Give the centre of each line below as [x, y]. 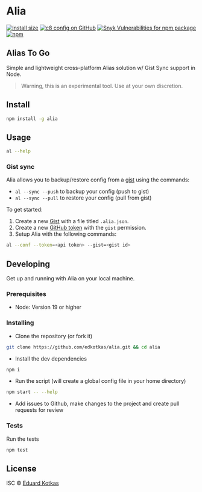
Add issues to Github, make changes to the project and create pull [97, 404]
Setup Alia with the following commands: [65, 234]
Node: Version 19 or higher [48, 307]
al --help [19, 151]
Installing [20, 323]
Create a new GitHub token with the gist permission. [80, 228]
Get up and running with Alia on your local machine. [71, 279]
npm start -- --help [32, 392]
